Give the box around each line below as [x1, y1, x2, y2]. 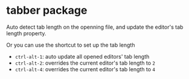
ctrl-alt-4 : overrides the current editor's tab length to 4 [14, 65, 156, 72]
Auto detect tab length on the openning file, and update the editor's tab [6, 23, 184, 31]
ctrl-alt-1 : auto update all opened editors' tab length [14, 53, 150, 60]
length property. [6, 29, 46, 37]
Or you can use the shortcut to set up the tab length [6, 41, 135, 48]
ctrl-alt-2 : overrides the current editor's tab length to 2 [14, 59, 156, 66]
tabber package [6, 4, 88, 17]
